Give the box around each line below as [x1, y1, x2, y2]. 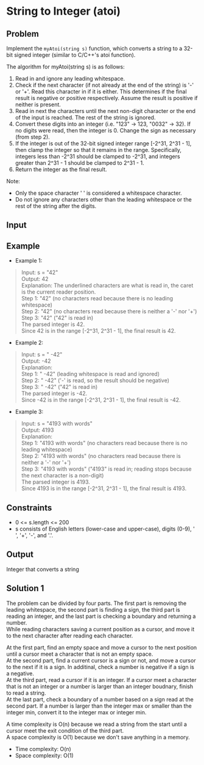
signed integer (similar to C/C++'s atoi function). [14, 51, 136, 59]
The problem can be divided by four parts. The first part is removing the [6, 600, 187, 607]
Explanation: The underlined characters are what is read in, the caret [21, 282, 194, 289]
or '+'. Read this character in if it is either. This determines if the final [15, 88, 187, 95]
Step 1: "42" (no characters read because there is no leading [21, 295, 174, 302]
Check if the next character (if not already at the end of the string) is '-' [15, 81, 194, 89]
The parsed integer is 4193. [21, 478, 90, 486]
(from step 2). [15, 133, 50, 140]
